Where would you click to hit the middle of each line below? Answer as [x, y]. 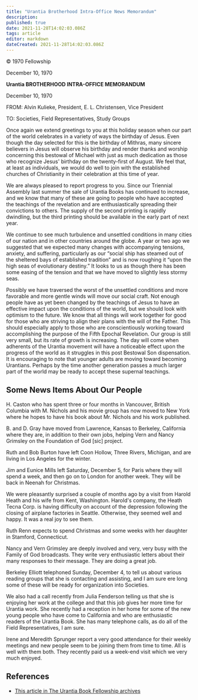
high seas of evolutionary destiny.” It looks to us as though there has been [96, 266]
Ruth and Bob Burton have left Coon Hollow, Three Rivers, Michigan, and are [99, 452]
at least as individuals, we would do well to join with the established [88, 167]
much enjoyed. [24, 658]
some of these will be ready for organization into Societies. [77, 585]
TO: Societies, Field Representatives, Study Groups [68, 118]
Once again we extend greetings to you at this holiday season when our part [99, 130]
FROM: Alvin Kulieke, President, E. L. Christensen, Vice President [85, 107]
